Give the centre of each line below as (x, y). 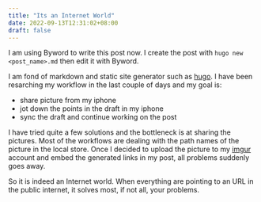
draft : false (30, 30)
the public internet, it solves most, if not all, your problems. (104, 190)
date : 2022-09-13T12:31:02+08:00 (63, 23)
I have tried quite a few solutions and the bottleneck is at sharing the (120, 132)
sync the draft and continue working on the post (98, 117)
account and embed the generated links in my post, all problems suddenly (129, 158)
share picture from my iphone (68, 101)
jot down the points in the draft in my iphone (91, 109)
